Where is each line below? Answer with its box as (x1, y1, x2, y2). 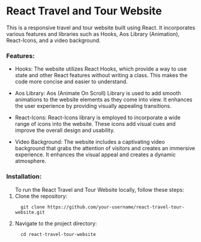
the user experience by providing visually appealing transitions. (14, 102, 172, 110)
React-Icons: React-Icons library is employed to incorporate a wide (14, 114, 181, 121)
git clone (20, 204, 45, 210)
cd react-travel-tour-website (20, 231, 96, 237)
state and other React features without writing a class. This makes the (14, 72, 188, 79)
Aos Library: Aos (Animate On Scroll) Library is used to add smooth (14, 90, 181, 97)
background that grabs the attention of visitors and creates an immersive (14, 145, 196, 152)
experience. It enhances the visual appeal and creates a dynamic (14, 151, 176, 158)
